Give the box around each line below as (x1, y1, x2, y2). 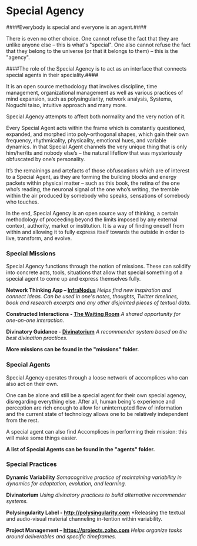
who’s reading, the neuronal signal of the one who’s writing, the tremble (6, 185, 179, 192)
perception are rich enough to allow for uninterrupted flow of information (6, 404, 182, 411)
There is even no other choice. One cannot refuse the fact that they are (6, 35, 179, 42)
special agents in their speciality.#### (6, 71, 99, 78)
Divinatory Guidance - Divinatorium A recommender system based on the (6, 328, 187, 335)
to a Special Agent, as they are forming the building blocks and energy (6, 173, 177, 180)
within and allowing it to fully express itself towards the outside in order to (6, 228, 185, 235)
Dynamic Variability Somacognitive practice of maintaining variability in (6, 474, 182, 481)
